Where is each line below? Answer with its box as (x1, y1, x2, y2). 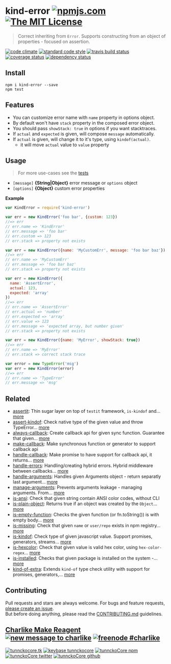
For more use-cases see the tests (17, 170, 89, 176)
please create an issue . (5, 605, 55, 611)
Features (5, 100, 34, 110)
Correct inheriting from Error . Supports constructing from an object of (17, 33, 166, 39)
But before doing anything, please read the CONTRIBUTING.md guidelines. (5, 611, 163, 617)
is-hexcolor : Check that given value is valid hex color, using (12, 544, 138, 551)
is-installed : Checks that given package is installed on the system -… (12, 555, 158, 561)
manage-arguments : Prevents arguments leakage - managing (12, 485, 142, 491)
